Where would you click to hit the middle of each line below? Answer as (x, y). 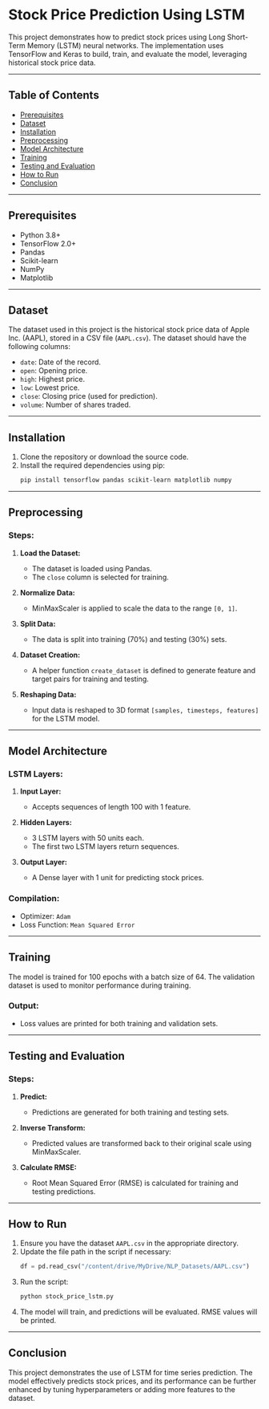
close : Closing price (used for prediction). (88, 396)
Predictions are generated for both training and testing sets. (130, 1112)
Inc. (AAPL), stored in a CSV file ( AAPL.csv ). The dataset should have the (127, 338)
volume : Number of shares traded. (75, 405)
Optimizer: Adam (45, 916)
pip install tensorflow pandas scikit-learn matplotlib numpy (126, 480)
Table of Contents (54, 95)
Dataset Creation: (50, 655)
